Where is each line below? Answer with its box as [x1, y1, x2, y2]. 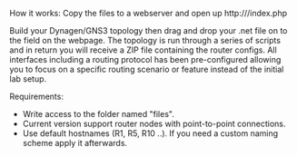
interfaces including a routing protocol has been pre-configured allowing [9, 54, 282, 64]
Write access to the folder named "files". [22, 109, 174, 119]
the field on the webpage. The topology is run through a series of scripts [9, 35, 282, 45]
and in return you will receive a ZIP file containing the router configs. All [9, 44, 277, 55]
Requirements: [9, 91, 64, 102]
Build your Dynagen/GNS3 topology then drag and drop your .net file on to [9, 25, 288, 35]
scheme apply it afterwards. [22, 138, 128, 148]
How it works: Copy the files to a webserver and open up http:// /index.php [9, 8, 288, 18]
